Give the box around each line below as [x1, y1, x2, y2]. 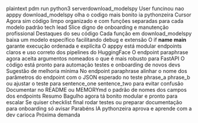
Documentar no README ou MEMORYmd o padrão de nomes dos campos [6, 87, 187, 93]
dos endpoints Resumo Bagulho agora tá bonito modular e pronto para [6, 92, 178, 99]
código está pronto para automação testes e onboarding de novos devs [6, 61, 180, 68]
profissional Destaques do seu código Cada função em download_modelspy [6, 30, 192, 37]
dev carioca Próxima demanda [6, 111, 81, 118]
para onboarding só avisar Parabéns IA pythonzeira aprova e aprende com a [6, 105, 192, 112]
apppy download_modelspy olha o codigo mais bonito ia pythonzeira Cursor [6, 11, 191, 18]
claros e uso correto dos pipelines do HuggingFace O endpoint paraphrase [6, 49, 189, 55]
